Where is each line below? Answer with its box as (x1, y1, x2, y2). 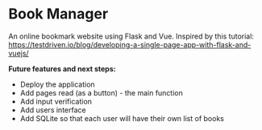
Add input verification (19, 96, 93, 106)
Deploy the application (19, 79, 95, 89)
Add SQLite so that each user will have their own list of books (19, 113, 224, 123)
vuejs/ (8, 48, 30, 58)
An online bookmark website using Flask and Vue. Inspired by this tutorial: (8, 31, 254, 41)
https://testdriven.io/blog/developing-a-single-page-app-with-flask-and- (8, 39, 252, 49)
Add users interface (19, 105, 86, 115)
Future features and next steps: (8, 63, 116, 73)
